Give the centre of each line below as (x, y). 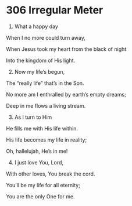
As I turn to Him (33, 117)
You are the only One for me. (40, 196)
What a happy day (36, 26)
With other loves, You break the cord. (51, 174)
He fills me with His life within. (42, 128)
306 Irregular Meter (55, 10)
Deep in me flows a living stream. (46, 105)
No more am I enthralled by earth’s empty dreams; (66, 94)
